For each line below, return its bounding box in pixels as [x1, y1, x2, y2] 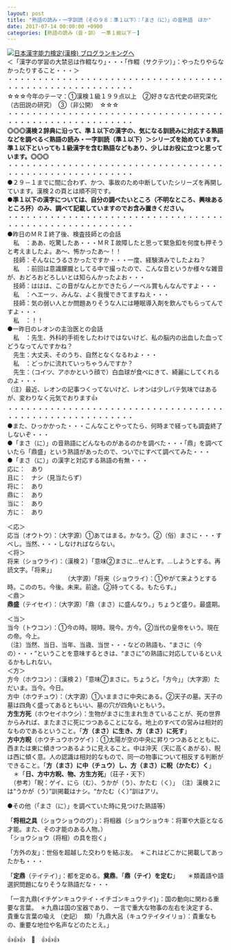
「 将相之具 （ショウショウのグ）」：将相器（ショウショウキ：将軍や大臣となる [7, 816, 224, 825]
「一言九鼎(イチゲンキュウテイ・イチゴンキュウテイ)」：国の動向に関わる [7, 895, 214, 903]
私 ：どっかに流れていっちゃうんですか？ [12, 359, 133, 367]
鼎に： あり [7, 491, 43, 499]
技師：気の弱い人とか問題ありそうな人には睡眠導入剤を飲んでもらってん [12, 299, 217, 307]
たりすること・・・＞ [19, 66, 80, 74]
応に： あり [7, 465, 43, 473]
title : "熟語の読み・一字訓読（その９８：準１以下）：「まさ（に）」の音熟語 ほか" [7, 17, 212, 23]
